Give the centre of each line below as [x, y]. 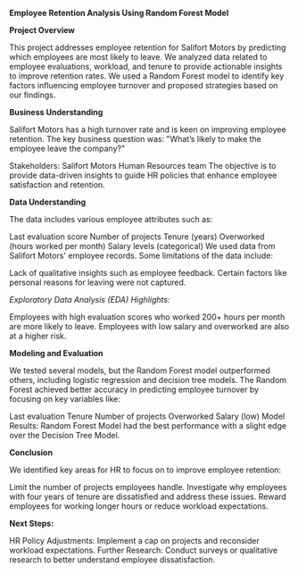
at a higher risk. [38, 336]
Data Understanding [48, 202]
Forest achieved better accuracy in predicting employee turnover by [134, 389]
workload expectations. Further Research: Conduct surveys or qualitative [144, 550]
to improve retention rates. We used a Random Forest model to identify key [147, 76]
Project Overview [42, 30]
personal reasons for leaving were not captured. [98, 282]
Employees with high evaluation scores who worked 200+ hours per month [147, 317]
